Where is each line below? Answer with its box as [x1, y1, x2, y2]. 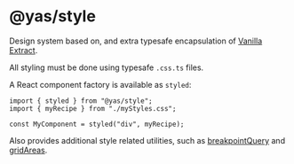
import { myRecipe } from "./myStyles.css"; [9, 104, 177, 113]
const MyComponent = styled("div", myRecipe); [9, 120, 185, 129]
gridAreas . [9, 144, 48, 155]
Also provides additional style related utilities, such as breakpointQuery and [9, 135, 286, 145]
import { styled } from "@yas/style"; [9, 96, 153, 105]
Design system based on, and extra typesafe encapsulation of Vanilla [9, 35, 263, 46]
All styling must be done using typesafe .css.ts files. [9, 62, 204, 73]
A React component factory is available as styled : [9, 79, 192, 90]
